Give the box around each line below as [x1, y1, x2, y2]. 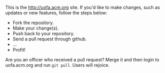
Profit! [12, 47, 26, 53]
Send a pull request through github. [12, 36, 87, 42]
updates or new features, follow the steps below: [5, 10, 108, 16]
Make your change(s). [12, 25, 59, 31]
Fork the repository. [12, 20, 54, 26]
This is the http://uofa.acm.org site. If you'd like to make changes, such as [5, 5, 160, 10]
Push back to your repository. [12, 31, 75, 36]
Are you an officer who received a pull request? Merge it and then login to [5, 57, 159, 63]
